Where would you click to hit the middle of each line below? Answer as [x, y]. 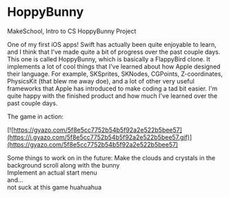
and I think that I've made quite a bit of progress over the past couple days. [114, 52]
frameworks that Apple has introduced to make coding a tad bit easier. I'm [112, 88]
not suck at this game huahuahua [54, 187]
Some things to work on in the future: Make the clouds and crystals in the [111, 158]
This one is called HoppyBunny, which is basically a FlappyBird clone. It [109, 59]
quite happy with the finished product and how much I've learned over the [112, 96]
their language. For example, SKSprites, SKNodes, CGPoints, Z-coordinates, [115, 74]
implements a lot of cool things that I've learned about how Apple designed [114, 66]
